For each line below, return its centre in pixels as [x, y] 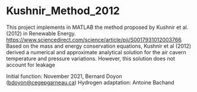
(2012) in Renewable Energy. [41, 33]
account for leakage [31, 65]
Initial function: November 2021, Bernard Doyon [64, 76]
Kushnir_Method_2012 [63, 11]
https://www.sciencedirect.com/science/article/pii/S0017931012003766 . [94, 40]
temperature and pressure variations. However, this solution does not [90, 58]
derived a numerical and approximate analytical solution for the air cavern [96, 52]
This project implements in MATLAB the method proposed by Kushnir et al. [97, 27]
